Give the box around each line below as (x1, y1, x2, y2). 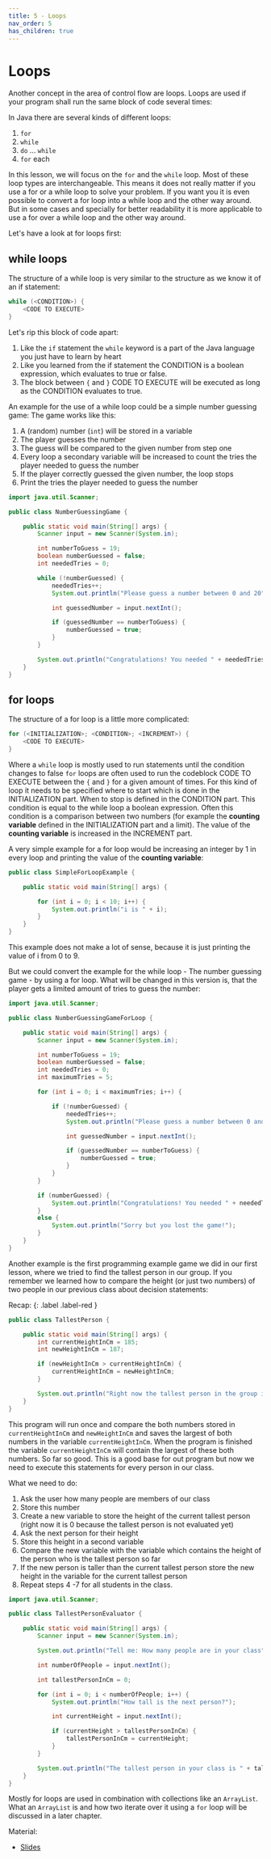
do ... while (19, 146, 56, 155)
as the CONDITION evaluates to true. (19, 386, 143, 396)
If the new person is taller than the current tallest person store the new (19, 1562, 255, 1572)
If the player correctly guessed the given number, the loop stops (19, 468, 234, 478)
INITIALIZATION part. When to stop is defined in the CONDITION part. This (8, 794, 256, 803)
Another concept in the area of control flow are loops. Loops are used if (8, 88, 247, 98)
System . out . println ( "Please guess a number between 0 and (51, 589, 251, 597)
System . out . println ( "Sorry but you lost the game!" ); (51, 1222, 236, 1230)
